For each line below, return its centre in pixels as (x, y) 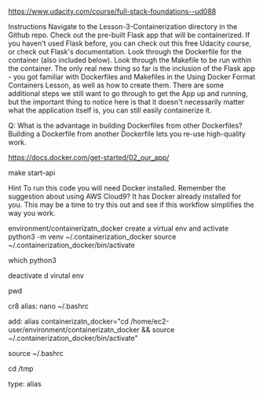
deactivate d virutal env (46, 276)
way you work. (32, 213)
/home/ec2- (150, 321)
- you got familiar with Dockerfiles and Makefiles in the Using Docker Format (132, 77)
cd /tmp (21, 368)
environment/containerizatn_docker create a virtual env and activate (119, 228)
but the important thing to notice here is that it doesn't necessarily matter (126, 102)
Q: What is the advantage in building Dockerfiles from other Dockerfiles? (126, 126)
